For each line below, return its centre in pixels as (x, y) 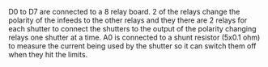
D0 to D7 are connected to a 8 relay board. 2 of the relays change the (124, 12)
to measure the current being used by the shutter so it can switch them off (132, 46)
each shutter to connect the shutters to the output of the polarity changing (132, 29)
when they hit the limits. (48, 54)
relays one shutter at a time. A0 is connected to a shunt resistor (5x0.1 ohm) (134, 37)
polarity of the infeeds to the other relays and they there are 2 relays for (128, 20)
